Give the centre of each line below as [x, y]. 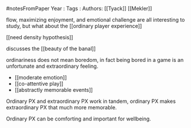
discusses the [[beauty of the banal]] [51, 49]
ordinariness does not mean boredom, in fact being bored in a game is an [95, 60]
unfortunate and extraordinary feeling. [52, 66]
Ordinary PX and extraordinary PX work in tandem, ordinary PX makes [91, 101]
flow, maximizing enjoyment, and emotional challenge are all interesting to [95, 20]
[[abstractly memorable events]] [53, 90]
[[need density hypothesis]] [40, 37]
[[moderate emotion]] [41, 77]
